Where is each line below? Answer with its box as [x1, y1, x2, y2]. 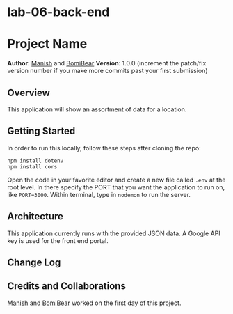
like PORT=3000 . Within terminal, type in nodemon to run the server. [7, 190, 191, 198]
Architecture [7, 210, 64, 223]
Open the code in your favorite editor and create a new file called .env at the [7, 175, 226, 184]
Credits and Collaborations [7, 280, 127, 292]
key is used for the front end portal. [7, 236, 109, 244]
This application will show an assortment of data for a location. [7, 105, 187, 113]
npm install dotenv [7, 157, 64, 164]
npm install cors [7, 163, 58, 171]
